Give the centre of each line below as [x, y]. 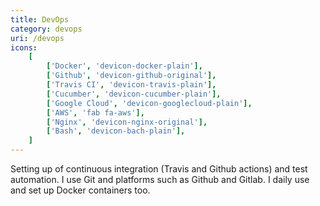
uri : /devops [37, 38]
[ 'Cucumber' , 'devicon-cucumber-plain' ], [134, 94]
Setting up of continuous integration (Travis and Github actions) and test [159, 169]
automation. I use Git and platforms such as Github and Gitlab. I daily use [160, 179]
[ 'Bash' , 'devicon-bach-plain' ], [116, 131]
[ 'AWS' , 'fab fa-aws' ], [95, 112]
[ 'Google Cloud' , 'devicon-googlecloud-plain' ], [149, 103]
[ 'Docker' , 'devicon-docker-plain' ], [124, 66]
